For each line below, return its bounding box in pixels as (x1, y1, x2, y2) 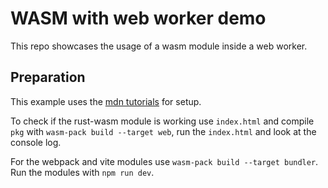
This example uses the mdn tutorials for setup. (10, 95, 202, 107)
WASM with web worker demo (10, 7, 267, 30)
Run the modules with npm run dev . (10, 166, 155, 178)
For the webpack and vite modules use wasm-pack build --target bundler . (10, 155, 319, 167)
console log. (10, 136, 62, 148)
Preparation (10, 69, 86, 86)
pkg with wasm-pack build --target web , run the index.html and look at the (10, 125, 317, 137)
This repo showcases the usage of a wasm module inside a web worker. (10, 40, 308, 52)
